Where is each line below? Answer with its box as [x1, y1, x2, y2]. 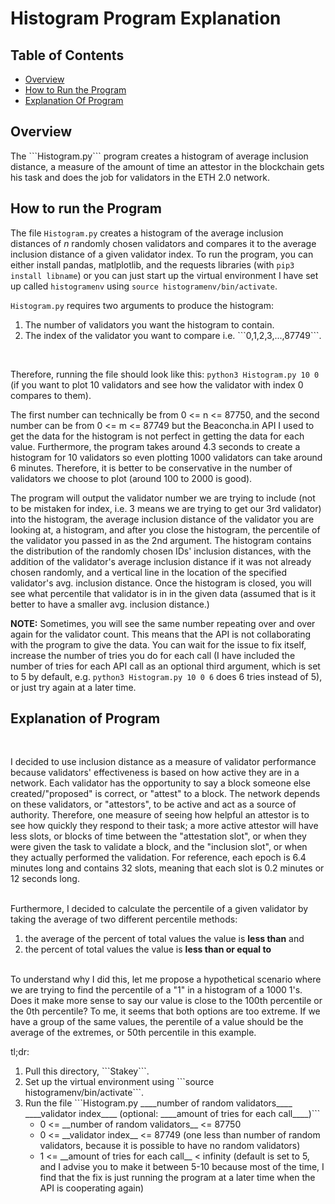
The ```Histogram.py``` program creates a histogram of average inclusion [10, 150, 309, 162]
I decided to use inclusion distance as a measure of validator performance [10, 756, 317, 768]
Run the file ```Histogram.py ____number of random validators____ [24, 1097, 293, 1109]
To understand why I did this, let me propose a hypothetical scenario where [10, 973, 322, 986]
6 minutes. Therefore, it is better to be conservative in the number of [10, 462, 293, 474]
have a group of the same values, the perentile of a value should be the [10, 1016, 304, 1028]
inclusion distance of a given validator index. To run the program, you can [10, 248, 314, 260]
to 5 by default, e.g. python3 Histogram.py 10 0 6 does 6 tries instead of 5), [10, 670, 323, 682]
